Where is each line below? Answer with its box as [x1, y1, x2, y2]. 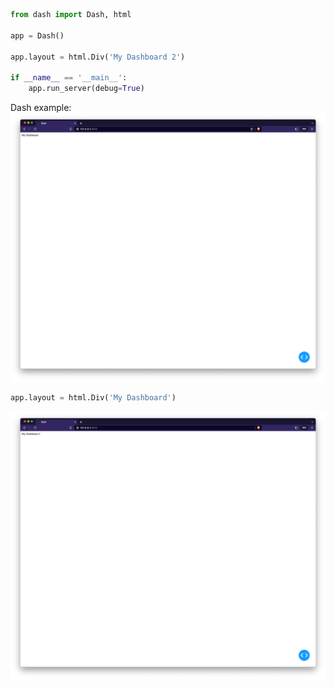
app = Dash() [10, 30, 65, 41]
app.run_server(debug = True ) [28, 84, 145, 94]
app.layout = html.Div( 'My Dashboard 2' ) [10, 52, 186, 62]
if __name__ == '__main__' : [10, 73, 128, 83]
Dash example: [10, 102, 72, 113]
